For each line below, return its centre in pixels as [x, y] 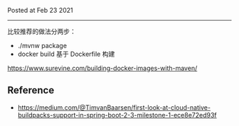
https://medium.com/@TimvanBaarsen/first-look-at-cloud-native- [114, 107]
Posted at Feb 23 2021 [40, 10]
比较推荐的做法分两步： [42, 31]
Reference [31, 90]
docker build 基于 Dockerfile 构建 [66, 54]
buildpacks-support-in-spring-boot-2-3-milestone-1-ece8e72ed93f [117, 115]
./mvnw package [42, 46]
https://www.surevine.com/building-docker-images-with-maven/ [102, 68]
